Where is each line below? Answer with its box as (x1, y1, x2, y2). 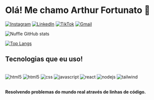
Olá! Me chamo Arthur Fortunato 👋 (5, 4, 151, 16)
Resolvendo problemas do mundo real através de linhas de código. (5, 89, 146, 95)
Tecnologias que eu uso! (5, 55, 83, 63)
